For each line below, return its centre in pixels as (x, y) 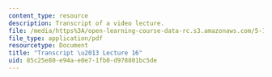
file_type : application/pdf (56, 38)
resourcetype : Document (49, 46)
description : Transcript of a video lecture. (86, 23)
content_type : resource (49, 16)
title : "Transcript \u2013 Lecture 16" (76, 53)
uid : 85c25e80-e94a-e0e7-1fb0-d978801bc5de (83, 61)
